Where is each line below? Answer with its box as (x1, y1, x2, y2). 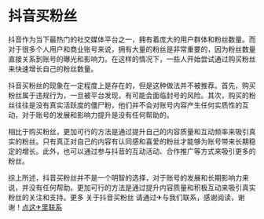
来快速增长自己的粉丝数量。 (8, 64, 98, 73)
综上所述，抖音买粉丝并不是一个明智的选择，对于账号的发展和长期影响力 (8, 173, 242, 182)
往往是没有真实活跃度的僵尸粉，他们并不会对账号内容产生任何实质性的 (14, 100, 242, 110)
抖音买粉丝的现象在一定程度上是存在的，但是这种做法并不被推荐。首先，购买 (8, 80, 256, 90)
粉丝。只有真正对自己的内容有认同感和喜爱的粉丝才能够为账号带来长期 (21, 137, 249, 146)
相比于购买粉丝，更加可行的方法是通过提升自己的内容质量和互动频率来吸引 (8, 126, 249, 136)
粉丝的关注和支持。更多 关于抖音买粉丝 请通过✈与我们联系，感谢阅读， (8, 192, 238, 202)
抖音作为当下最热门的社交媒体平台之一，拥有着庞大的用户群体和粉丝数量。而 (8, 35, 256, 44)
